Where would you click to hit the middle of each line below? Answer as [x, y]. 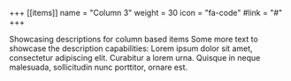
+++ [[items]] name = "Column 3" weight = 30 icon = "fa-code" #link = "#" [146, 13]
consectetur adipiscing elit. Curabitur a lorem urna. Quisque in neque [135, 58]
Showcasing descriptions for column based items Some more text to [134, 39]
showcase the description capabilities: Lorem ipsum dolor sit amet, [131, 48]
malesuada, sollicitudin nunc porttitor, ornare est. [99, 67]
